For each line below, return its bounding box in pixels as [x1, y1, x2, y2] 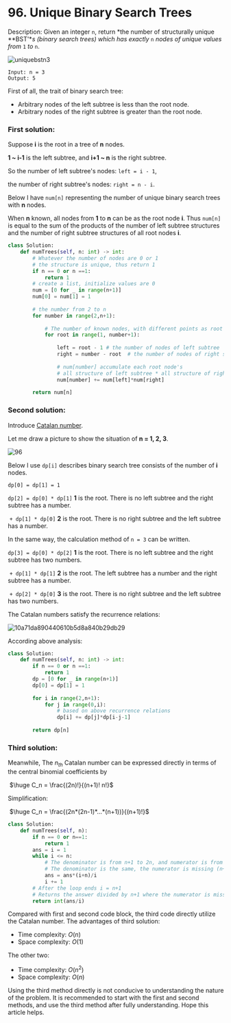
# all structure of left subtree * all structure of [56, 370, 211, 377]
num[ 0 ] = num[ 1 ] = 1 [32, 294, 91, 300]
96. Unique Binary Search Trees [8, 5, 193, 21]
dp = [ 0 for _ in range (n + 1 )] [32, 676, 119, 683]
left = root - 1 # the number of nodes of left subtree [56, 344, 220, 351]
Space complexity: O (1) [17, 938, 84, 946]
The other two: [8, 951, 50, 960]
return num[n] [32, 389, 73, 396]
